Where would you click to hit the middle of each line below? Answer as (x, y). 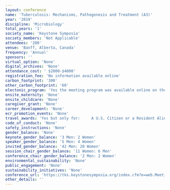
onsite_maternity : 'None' (32, 95)
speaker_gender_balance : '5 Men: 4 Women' (51, 142)
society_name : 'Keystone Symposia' (43, 33)
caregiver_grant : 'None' (31, 104)
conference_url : (22, 175)
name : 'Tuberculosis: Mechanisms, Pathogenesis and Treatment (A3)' (79, 15)
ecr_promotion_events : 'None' (37, 114)
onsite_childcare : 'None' (32, 99)
